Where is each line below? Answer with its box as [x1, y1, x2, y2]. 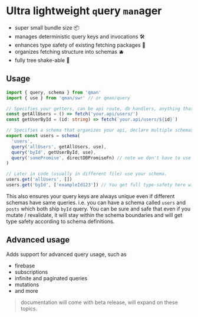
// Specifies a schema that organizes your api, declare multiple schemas [6, 127, 194, 134]
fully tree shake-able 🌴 [14, 56, 70, 63]
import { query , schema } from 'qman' [6, 89, 101, 95]
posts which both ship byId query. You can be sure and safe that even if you [6, 205, 191, 212]
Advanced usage [6, 235, 70, 245]
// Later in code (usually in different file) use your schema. [6, 171, 167, 177]
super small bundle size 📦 [14, 24, 80, 31]
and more [14, 287, 38, 294]
